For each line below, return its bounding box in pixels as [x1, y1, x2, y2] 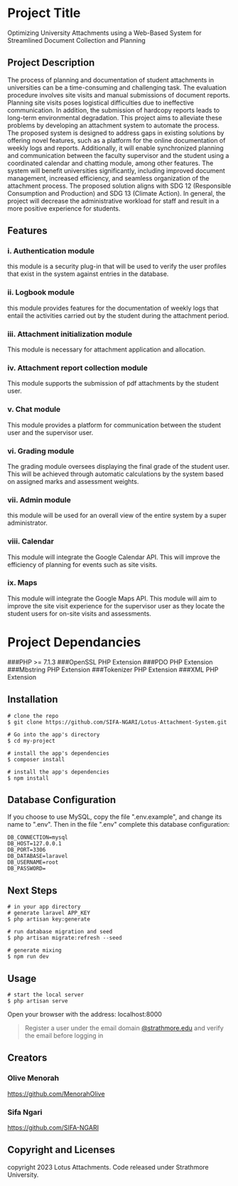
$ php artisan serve [7, 997, 69, 1005]
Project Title [7, 5, 81, 21]
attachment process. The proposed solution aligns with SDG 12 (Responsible [7, 181, 232, 190]
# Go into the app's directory [7, 731, 100, 738]
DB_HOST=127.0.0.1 [7, 840, 62, 847]
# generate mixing [7, 947, 62, 954]
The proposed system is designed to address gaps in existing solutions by [7, 128, 225, 137]
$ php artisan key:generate [7, 916, 91, 923]
